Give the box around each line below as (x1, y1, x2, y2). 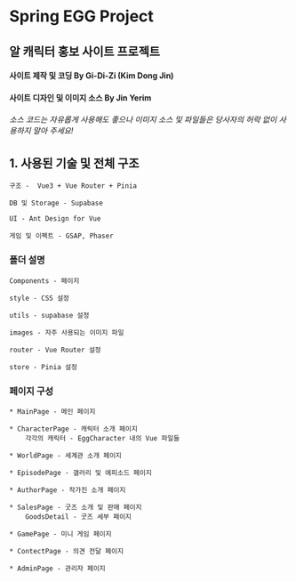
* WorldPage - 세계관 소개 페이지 (9, 451, 123, 460)
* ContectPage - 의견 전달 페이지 (9, 546, 124, 555)
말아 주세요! (32, 125, 74, 136)
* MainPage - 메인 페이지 (9, 407, 96, 416)
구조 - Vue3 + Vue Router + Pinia (9, 182, 138, 190)
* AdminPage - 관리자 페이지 (9, 563, 107, 573)
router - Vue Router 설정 (9, 345, 102, 354)
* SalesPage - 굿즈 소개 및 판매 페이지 (9, 503, 142, 512)
